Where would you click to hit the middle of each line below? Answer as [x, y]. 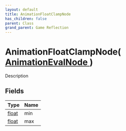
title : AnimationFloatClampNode [38, 14]
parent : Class [20, 23]
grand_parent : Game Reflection [37, 28]
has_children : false [26, 19]
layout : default [21, 10]
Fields [15, 91]
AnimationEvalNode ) [49, 62]
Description [17, 76]
